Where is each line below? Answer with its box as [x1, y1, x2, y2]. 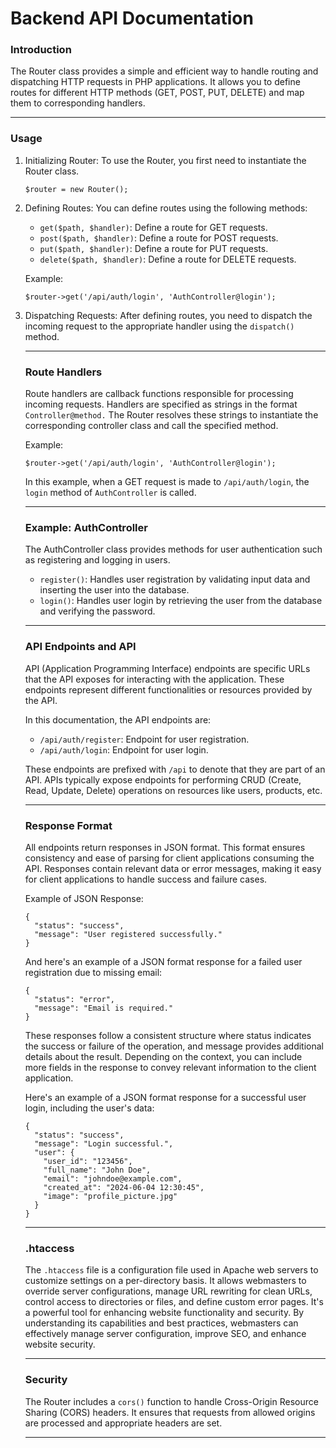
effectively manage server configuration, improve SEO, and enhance [24, 1328, 307, 1340]
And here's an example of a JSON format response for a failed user [24, 955, 303, 967]
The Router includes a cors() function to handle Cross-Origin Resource [24, 1395, 319, 1407]
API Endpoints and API [24, 640, 137, 654]
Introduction [10, 43, 72, 57]
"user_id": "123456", [43, 1156, 133, 1166]
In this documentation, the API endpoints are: [24, 713, 212, 726]
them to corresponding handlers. [10, 97, 146, 109]
